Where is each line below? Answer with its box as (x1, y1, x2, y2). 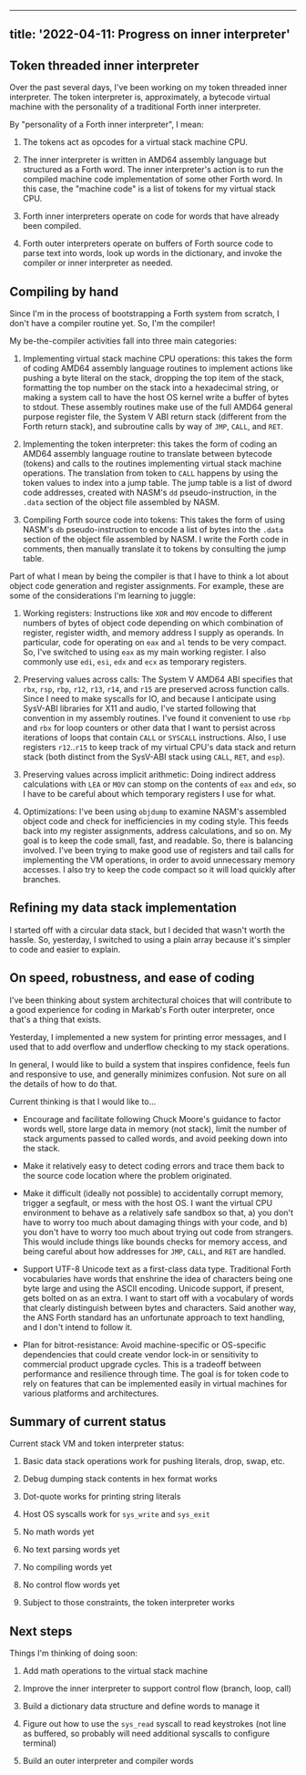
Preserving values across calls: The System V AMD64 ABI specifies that (22, 674, 293, 685)
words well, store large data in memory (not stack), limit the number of (22, 1123, 287, 1134)
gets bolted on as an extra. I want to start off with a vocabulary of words (22, 1292, 294, 1304)
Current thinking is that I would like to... (9, 1096, 157, 1107)
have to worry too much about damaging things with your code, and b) (22, 1216, 289, 1227)
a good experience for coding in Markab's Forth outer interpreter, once (9, 1004, 275, 1015)
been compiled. (22, 221, 82, 232)
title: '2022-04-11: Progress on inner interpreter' (9, 26, 291, 42)
